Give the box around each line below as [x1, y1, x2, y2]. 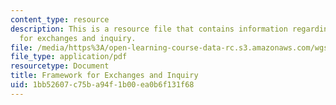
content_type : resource [10, 14, 110, 25]
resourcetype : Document [10, 61, 110, 71]
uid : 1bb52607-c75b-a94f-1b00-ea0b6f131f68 [10, 80, 195, 90]
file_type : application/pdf [10, 52, 128, 62]
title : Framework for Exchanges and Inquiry [10, 71, 199, 81]
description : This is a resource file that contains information [10, 24, 288, 34]
